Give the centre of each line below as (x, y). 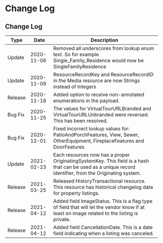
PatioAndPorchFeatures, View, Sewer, (96, 135)
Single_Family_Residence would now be (98, 60)
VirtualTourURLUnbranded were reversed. (101, 115)
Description (104, 40)
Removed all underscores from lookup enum (104, 48)
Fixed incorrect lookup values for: (91, 129)
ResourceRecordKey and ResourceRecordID (103, 75)
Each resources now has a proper (91, 155)
